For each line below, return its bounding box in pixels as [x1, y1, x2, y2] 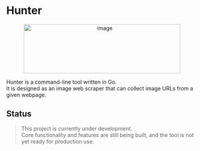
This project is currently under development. [21, 125, 133, 132]
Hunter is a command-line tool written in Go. [6, 78, 117, 86]
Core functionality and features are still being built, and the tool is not [21, 131, 194, 138]
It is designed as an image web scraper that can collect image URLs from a [6, 84, 193, 92]
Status [6, 109, 32, 119]
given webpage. [6, 91, 47, 98]
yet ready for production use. [21, 138, 95, 145]
